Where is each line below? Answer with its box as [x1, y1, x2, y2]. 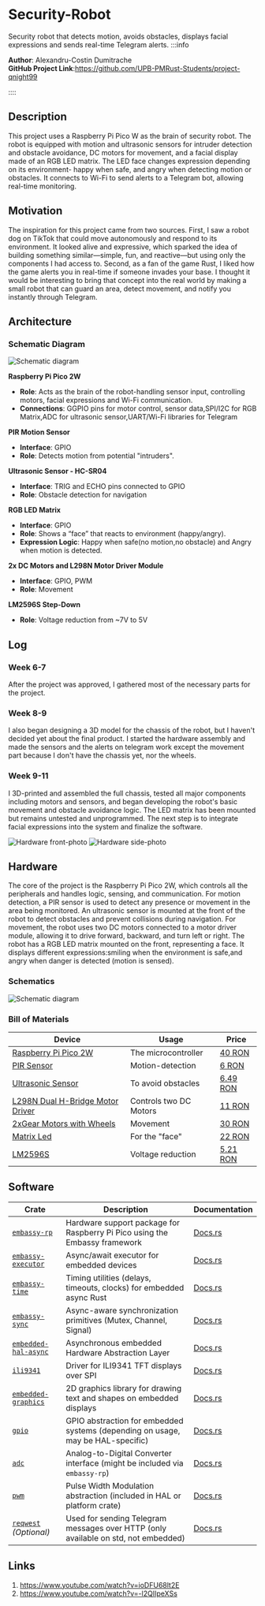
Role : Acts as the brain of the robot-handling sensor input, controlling [19, 387, 246, 397]
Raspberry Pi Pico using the [65, 1227, 168, 1238]
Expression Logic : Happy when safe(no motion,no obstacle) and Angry [19, 538, 252, 547]
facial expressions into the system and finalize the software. [8, 822, 203, 831]
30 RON [219, 1118, 250, 1129]
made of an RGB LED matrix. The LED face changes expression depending [8, 156, 251, 166]
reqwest [12, 1518, 41, 1527]
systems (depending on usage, [65, 1425, 181, 1436]
